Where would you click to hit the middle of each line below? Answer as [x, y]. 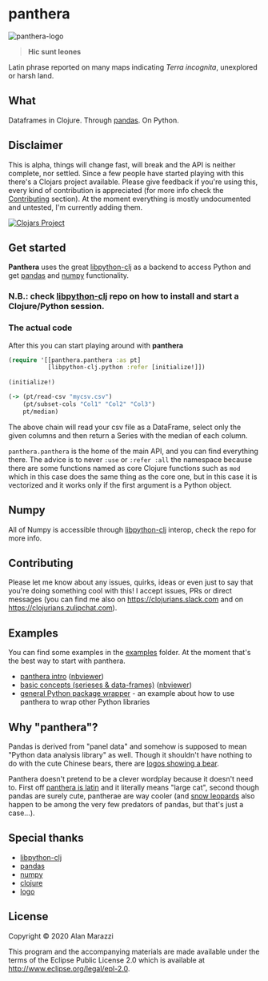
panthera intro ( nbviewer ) [62, 677]
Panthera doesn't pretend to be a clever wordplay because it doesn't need [131, 778]
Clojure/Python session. [56, 307]
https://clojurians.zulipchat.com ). [63, 608]
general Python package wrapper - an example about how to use [127, 694]
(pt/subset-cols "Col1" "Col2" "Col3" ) [89, 404]
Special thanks [46, 838]
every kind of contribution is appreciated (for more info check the [116, 190]
